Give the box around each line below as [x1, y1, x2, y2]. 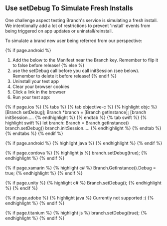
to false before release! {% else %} [12, 62, 85, 68]
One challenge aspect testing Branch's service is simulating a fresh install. [5, 17, 158, 23]
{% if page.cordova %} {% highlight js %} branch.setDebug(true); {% [5, 149, 148, 155]
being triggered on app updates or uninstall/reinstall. [5, 27, 113, 34]
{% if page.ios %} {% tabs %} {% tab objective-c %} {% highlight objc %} [5, 103, 158, 109]
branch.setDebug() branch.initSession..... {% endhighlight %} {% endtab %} [5, 125, 162, 131]
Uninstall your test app [12, 78, 59, 84]
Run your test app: [12, 94, 51, 100]
